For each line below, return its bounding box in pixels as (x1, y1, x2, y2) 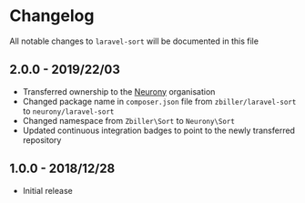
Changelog (9, 5, 95, 26)
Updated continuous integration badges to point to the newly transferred (22, 125, 296, 136)
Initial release (22, 185, 73, 196)
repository (22, 134, 62, 146)
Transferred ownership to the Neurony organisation (22, 86, 216, 96)
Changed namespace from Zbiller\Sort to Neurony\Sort (22, 115, 235, 126)
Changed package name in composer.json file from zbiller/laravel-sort (22, 96, 297, 107)
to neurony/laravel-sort (22, 106, 115, 117)
